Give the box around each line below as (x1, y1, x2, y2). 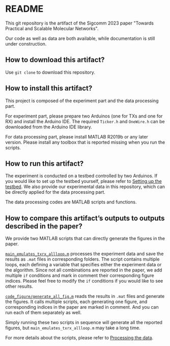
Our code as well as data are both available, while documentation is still (5, 35, 155, 41)
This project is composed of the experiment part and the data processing (5, 98, 159, 104)
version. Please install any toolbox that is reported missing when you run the (5, 139, 165, 145)
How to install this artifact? (5, 84, 93, 93)
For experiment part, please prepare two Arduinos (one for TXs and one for (5, 113, 163, 119)
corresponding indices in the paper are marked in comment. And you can (5, 304, 159, 310)
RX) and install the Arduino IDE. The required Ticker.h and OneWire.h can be (5, 118, 165, 124)
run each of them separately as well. (5, 310, 82, 316)
